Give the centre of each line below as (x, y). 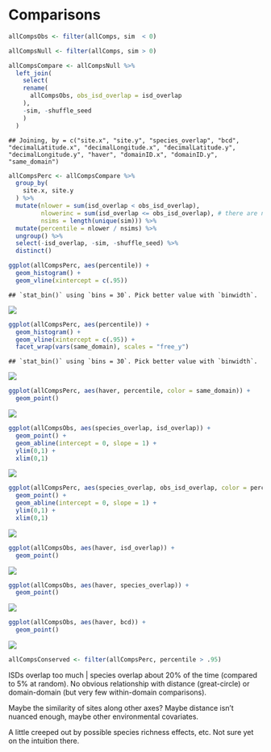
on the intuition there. (44, 741)
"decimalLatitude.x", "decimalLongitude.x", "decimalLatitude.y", (122, 147)
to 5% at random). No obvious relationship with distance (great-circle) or (129, 683)
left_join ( (34, 73)
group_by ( (32, 184)
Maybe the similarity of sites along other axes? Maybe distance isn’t (121, 708)
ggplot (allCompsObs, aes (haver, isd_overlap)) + (92, 547)
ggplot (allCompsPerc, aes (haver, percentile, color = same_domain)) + (129, 391)
